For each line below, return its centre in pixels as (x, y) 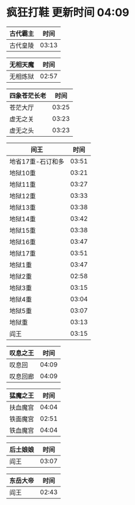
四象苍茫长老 (28, 96)
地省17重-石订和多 (37, 161)
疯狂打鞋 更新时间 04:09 (68, 13)
